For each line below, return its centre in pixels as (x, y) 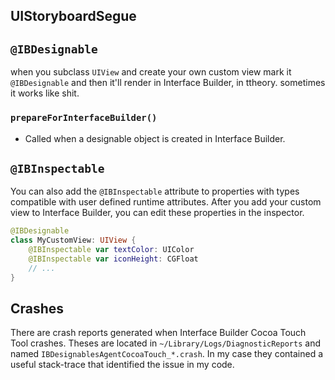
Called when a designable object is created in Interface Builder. (155, 138)
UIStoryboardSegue (73, 16)
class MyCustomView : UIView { (73, 240)
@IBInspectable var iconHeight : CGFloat (113, 259)
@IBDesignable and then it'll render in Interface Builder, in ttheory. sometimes (168, 83)
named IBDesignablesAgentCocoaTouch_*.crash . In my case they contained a (167, 354)
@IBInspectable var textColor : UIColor (111, 250)
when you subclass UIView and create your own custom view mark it (151, 72)
